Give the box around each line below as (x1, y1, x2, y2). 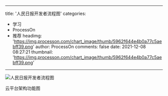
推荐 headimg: (12, 33, 42, 38)
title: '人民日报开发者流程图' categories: (5, 10, 86, 16)
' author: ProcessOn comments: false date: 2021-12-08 (32, 43, 146, 49)
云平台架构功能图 (5, 85, 40, 91)
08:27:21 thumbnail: (12, 49, 53, 55)
